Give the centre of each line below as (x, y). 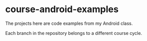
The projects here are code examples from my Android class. (69, 23)
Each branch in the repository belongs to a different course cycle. (74, 33)
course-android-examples (62, 9)
